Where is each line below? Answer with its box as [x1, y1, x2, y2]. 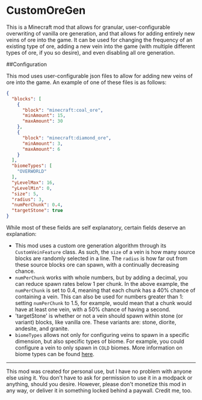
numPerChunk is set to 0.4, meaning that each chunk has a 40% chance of [14, 286, 195, 294]
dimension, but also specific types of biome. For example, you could [14, 338, 185, 345]
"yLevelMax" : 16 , [11, 180, 55, 186]
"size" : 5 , [11, 190, 39, 197]
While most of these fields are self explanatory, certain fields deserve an [6, 224, 186, 231]
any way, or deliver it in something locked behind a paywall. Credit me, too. [6, 387, 192, 394]
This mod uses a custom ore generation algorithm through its [14, 242, 167, 249]
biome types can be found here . [14, 351, 95, 358]
